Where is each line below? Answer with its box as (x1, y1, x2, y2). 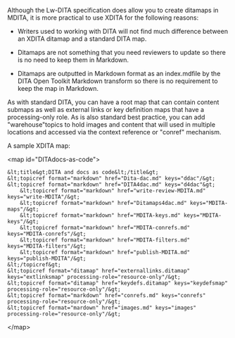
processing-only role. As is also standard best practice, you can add (7, 113, 205, 121)
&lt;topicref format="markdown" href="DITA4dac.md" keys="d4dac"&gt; (7, 181, 216, 188)
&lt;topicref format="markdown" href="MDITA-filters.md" (20, 237, 191, 244)
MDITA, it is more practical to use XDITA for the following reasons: (7, 13, 199, 22)
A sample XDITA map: (7, 142, 70, 150)
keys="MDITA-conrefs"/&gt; (7, 230, 87, 237)
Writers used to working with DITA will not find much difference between (17, 27, 229, 35)
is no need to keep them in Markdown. (17, 56, 129, 64)
